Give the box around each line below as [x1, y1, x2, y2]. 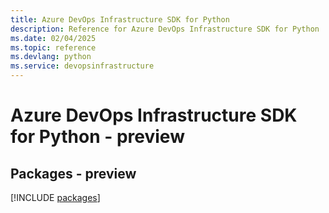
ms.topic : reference [10, 42, 97, 53]
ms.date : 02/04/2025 [10, 33, 97, 43]
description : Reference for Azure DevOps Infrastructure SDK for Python [10, 24, 320, 34]
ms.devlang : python [10, 52, 92, 62]
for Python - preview [10, 126, 185, 148]
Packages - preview [10, 165, 137, 182]
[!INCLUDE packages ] [10, 192, 101, 203]
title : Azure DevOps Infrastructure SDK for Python [10, 14, 230, 25]
